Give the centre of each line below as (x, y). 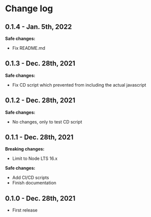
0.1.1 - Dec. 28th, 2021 (39, 138)
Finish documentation (34, 183)
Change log (29, 9)
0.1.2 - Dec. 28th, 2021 (40, 101)
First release (25, 210)
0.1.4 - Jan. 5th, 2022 (39, 27)
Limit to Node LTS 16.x (35, 158)
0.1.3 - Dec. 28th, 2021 (40, 64)
